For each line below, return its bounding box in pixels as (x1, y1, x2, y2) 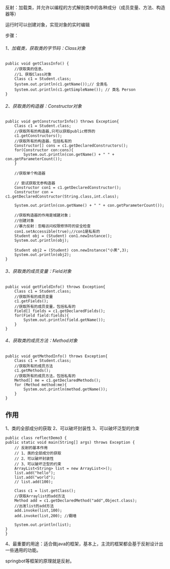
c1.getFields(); (14, 298, 49, 304)
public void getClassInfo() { (5, 61, 70, 66)
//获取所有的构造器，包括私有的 (14, 139, 72, 144)
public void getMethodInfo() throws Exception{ (5, 353, 108, 359)
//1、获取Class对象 (14, 72, 52, 77)
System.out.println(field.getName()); (23, 317, 106, 322)
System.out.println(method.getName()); (23, 386, 108, 392)
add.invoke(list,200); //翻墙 (14, 513, 77, 518)
